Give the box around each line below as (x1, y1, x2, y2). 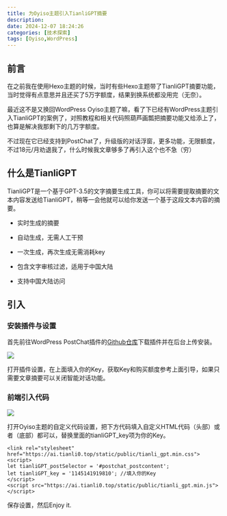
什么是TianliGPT (7, 167, 77, 179)
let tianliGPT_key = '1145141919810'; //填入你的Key (7, 470, 157, 477)
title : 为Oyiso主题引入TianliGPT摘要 (7, 10, 107, 17)
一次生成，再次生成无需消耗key (16, 247, 105, 256)
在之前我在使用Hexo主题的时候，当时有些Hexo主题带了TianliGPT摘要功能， (7, 82, 219, 90)
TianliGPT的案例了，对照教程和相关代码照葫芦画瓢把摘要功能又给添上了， (12, 114, 220, 122)
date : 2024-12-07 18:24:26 (7, 23, 84, 29)
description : (7, 16, 44, 23)
